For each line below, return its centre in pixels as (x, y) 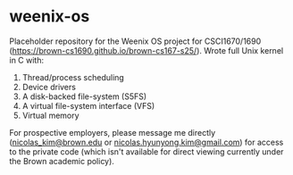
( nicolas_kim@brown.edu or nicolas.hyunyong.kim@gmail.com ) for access (146, 142)
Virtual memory (50, 115)
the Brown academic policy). (62, 161)
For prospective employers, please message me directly (113, 132)
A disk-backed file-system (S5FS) (84, 96)
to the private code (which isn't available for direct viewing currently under (146, 151)
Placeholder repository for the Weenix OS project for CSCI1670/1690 (135, 41)
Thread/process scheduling (73, 77)
